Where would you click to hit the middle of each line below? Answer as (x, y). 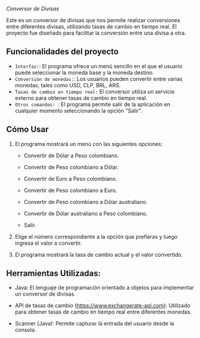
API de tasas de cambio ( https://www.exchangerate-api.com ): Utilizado (102, 306)
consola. (25, 330)
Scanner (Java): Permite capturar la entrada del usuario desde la (94, 324)
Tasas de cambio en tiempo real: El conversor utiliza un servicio (95, 92)
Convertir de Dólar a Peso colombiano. (71, 156)
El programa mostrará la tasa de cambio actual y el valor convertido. (99, 254)
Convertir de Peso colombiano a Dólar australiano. (86, 202)
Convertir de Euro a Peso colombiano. (70, 178)
